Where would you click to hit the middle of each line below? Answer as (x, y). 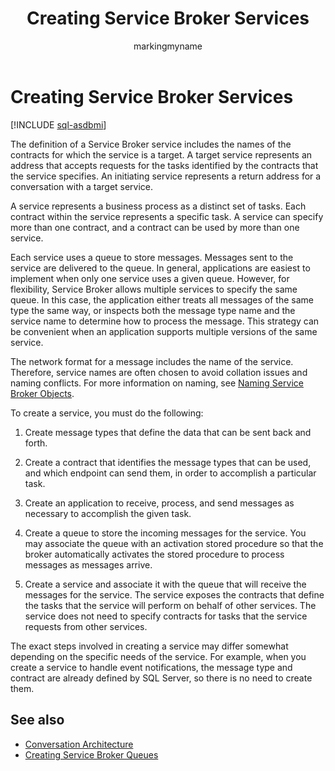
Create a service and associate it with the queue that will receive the (165, 584)
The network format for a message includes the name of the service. (152, 361)
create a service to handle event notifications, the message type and (151, 667)
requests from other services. (86, 626)
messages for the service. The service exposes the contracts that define (174, 594)
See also (37, 720)
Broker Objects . (42, 393)
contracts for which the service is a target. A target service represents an (161, 154)
